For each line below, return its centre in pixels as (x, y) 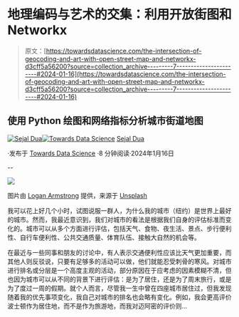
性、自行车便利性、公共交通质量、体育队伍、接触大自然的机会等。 (104, 237)
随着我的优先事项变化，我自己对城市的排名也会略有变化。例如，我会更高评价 (119, 297)
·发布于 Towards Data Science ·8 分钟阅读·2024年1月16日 (91, 153)
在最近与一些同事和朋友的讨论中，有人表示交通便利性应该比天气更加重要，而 (119, 252)
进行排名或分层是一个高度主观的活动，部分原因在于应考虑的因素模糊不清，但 (119, 270)
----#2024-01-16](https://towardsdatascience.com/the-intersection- (125, 74)
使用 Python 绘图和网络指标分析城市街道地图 (106, 121)
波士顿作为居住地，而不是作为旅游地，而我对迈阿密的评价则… (97, 306)
